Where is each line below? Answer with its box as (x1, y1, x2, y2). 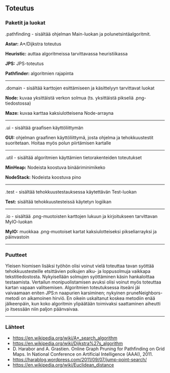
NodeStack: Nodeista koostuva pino (5, 174, 81, 180)
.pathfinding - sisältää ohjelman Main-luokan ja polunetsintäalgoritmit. (5, 30, 151, 37)
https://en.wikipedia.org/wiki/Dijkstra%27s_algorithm (12, 340, 123, 347)
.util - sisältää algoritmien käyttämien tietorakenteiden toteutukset (5, 154, 142, 161)
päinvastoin (5, 234, 29, 240)
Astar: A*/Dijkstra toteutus (5, 41, 62, 47)
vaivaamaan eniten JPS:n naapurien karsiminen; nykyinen (5, 290, 125, 296)
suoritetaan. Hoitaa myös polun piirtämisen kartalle (5, 140, 111, 146)
